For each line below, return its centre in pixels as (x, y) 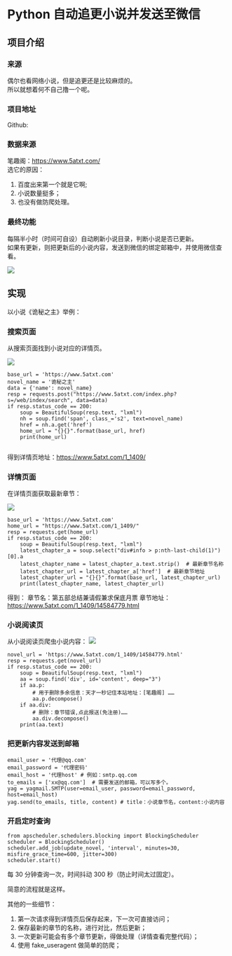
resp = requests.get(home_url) (53, 532)
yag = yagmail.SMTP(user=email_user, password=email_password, (102, 789)
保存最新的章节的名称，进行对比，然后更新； (82, 928)
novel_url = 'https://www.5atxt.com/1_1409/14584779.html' (95, 655)
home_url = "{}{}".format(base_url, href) (83, 431)
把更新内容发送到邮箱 (43, 744)
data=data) (92, 400)
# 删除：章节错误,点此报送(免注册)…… (80, 713)
